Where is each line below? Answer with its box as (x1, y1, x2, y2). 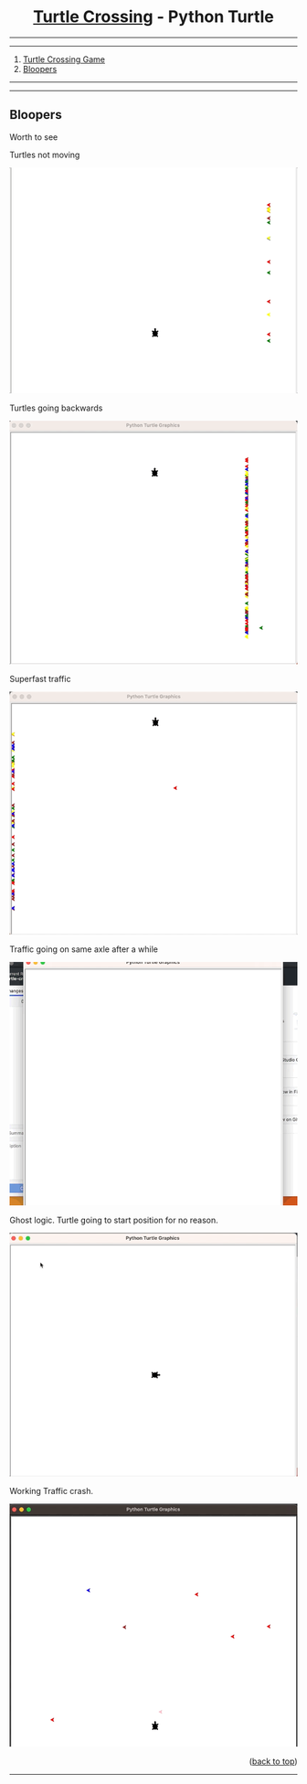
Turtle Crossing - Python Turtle (33, 6, 274, 27)
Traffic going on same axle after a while (9, 944, 158, 955)
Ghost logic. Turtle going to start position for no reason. (9, 1214, 219, 1226)
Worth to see (9, 131, 58, 143)
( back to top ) (249, 1756, 298, 1767)
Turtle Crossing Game (22, 53, 105, 65)
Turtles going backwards (9, 402, 103, 413)
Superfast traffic (9, 673, 71, 684)
